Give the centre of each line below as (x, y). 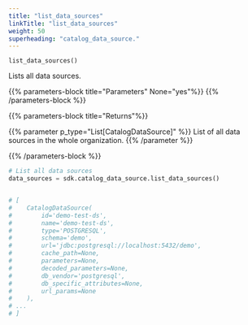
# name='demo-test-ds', (61, 223)
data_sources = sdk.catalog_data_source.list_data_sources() (114, 179)
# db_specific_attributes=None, (76, 284)
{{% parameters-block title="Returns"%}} (78, 116)
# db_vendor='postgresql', (67, 276)
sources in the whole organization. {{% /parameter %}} (101, 141)
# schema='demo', (50, 238)
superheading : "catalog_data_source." (74, 39)
